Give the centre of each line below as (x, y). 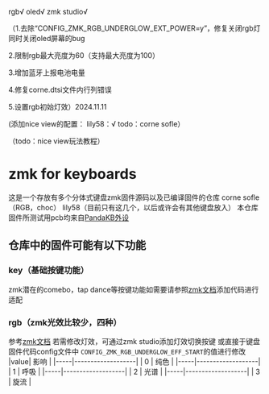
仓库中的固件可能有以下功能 (77, 245)
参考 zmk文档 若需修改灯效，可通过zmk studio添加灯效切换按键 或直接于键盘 (134, 341)
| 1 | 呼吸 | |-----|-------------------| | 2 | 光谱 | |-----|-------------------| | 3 (134, 371)
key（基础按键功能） (49, 271)
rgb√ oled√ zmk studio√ (48, 12)
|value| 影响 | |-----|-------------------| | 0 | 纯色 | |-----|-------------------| (134, 361)
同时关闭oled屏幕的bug (47, 38)
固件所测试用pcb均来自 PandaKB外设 (69, 218)
